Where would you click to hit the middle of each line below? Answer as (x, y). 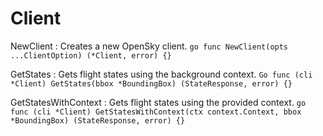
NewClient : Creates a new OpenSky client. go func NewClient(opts (149, 46)
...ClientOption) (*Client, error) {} (91, 55)
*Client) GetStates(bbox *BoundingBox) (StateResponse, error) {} (151, 83)
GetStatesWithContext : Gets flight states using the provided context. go (158, 102)
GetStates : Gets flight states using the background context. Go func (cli (161, 74)
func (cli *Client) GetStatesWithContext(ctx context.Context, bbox (156, 112)
